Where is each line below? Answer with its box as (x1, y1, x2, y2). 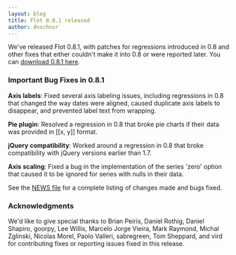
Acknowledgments (8, 201, 74, 211)
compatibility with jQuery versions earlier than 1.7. (8, 149, 152, 157)
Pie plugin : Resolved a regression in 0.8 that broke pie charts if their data (8, 120, 220, 128)
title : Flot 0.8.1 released (8, 17, 91, 24)
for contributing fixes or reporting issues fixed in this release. (8, 239, 185, 247)
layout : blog (8, 10, 46, 18)
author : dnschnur (8, 23, 59, 30)
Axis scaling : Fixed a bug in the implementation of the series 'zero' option (8, 162, 223, 170)
